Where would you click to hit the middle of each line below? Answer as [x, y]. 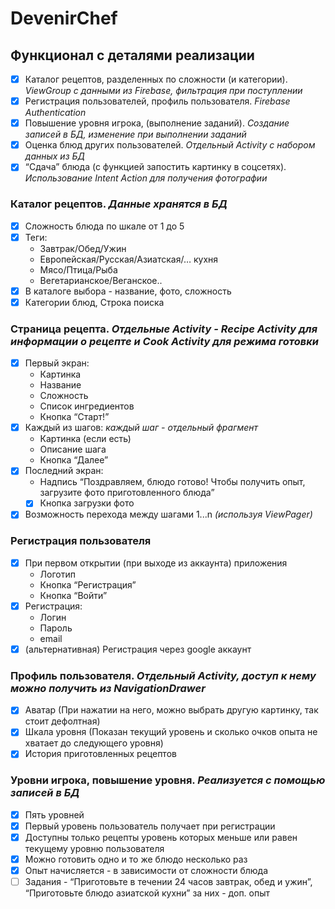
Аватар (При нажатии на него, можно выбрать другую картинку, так [171, 710]
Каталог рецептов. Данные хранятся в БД [119, 204]
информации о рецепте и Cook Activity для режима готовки [164, 341]
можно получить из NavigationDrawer [108, 688]
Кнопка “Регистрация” [88, 584]
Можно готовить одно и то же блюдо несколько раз [136, 859]
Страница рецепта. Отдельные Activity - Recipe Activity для [164, 329]
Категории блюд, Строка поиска [94, 302]
